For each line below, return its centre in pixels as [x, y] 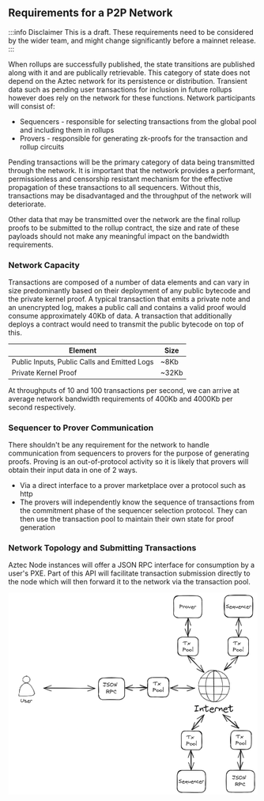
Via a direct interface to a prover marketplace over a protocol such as [133, 485]
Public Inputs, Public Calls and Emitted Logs [83, 361]
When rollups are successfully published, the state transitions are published [132, 64]
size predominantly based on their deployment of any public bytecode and [129, 291]
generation [37, 527]
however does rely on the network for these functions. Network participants [132, 97]
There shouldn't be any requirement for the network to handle [109, 444]
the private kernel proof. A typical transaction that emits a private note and [129, 299]
